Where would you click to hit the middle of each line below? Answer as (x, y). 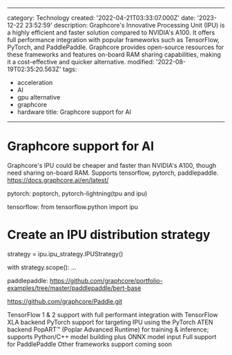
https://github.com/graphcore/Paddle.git (65, 301)
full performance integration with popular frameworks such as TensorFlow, (113, 40)
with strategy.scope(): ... (42, 267)
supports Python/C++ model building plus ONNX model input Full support (112, 336)
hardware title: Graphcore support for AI (74, 112)
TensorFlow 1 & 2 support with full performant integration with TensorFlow (113, 314)
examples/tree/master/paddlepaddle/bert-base (74, 288)
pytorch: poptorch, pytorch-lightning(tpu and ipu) (77, 193)
